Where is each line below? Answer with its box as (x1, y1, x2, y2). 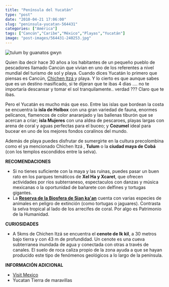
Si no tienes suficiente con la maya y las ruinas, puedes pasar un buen (12, 168, 159, 174)
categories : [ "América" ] (5, 26, 58, 31)
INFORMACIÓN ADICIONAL (5, 262, 64, 268)
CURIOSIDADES (5, 221, 39, 227)
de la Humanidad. (12, 211, 49, 217)
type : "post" (5, 12, 33, 17)
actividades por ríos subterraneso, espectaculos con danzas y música (12, 179, 159, 185)
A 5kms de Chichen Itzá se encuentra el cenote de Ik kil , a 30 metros (12, 230, 157, 236)
